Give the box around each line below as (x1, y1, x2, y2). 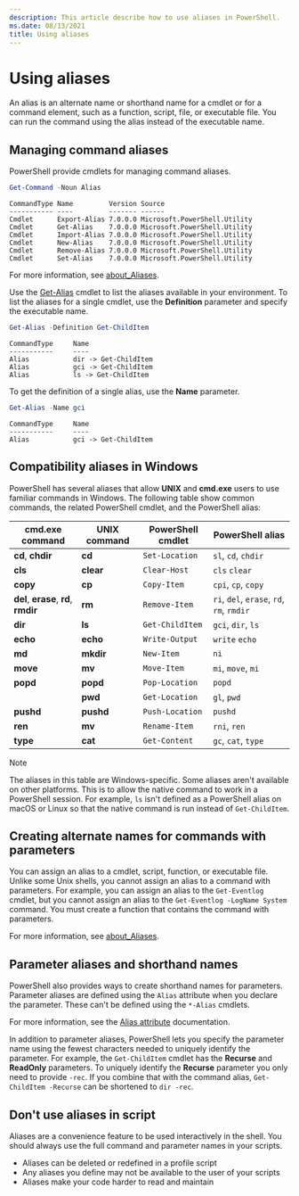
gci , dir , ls (213, 618, 260, 631)
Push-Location (142, 706, 203, 716)
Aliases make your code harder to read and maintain (21, 1176, 214, 1187)
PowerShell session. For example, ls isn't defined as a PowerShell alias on (9, 793, 282, 804)
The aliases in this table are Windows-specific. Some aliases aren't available (9, 774, 289, 785)
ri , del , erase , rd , (213, 592, 285, 605)
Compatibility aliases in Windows (9, 459, 198, 474)
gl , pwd (213, 690, 241, 703)
